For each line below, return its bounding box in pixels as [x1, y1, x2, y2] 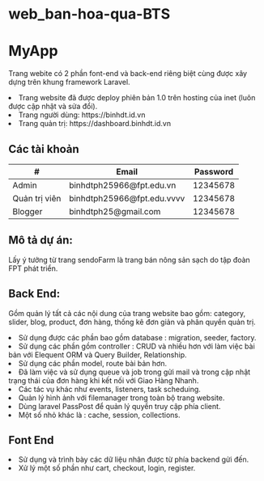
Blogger [12, 205, 43, 217]
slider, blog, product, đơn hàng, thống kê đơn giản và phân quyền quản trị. [8, 317, 257, 327]
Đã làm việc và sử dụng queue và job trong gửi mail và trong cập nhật [19, 367, 251, 377]
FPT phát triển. [8, 264, 58, 273]
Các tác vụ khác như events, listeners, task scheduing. [19, 384, 201, 394]
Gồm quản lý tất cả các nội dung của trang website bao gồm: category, [8, 308, 246, 318]
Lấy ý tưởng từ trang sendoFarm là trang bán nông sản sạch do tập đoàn [8, 255, 251, 264]
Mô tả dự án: [8, 234, 73, 247]
